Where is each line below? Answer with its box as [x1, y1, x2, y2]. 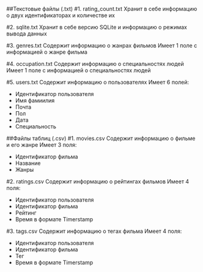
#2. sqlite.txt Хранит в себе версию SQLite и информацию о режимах [6, 24, 188, 31]
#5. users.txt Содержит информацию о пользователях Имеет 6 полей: [6, 79, 190, 86]
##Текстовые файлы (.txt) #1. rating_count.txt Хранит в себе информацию [6, 6, 197, 12]
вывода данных [6, 30, 47, 37]
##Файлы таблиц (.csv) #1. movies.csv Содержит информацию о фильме [6, 134, 196, 142]
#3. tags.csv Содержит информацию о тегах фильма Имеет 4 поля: [6, 227, 182, 235]
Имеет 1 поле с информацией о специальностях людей [6, 67, 151, 74]
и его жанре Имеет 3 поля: [6, 141, 77, 149]
